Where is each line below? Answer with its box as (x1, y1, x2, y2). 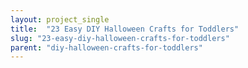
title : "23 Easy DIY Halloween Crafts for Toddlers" (10, 24, 240, 34)
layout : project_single (10, 14, 110, 25)
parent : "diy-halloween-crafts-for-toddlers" (10, 42, 203, 53)
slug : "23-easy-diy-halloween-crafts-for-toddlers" (10, 33, 230, 43)
